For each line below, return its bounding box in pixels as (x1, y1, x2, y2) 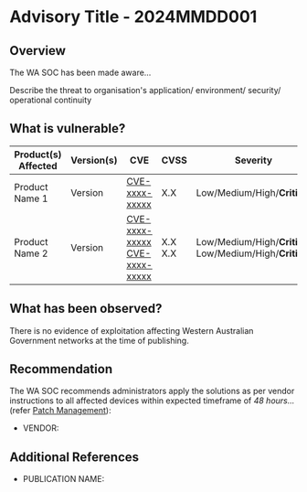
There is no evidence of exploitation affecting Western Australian (9, 325, 254, 336)
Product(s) (14, 148, 62, 161)
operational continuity (9, 94, 92, 105)
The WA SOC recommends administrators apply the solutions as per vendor (9, 386, 295, 397)
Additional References (9, 449, 140, 465)
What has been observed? (9, 301, 163, 316)
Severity (234, 154, 272, 166)
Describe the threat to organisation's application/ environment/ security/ (9, 85, 281, 95)
